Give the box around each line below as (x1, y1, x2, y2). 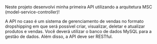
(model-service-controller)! (5, 9, 60, 15)
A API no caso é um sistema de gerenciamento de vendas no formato (5, 19, 144, 24)
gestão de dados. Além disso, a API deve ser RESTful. (5, 33, 113, 39)
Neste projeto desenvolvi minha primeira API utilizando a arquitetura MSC (5, 4, 152, 10)
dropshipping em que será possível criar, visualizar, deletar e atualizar (5, 23, 145, 29)
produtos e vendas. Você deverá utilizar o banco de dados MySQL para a (5, 29, 152, 34)
